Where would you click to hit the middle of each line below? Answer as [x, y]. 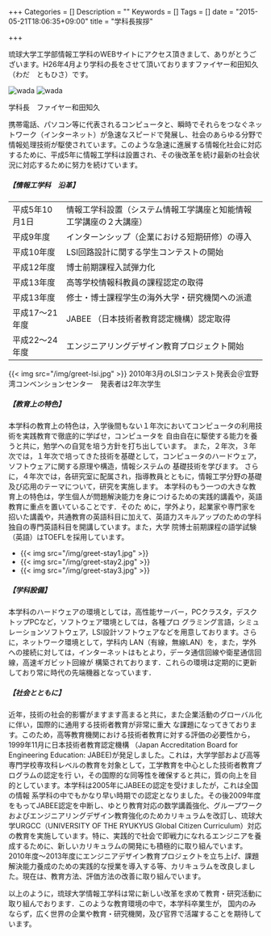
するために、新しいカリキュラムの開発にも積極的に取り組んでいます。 [131, 845]
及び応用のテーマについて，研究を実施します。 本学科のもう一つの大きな [129, 486]
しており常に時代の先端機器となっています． [82, 672]
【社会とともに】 [37, 692]
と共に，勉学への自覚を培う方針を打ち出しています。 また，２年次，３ [132, 446]
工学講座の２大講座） [106, 222]
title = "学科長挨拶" [121, 21]
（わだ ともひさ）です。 [50, 74]
